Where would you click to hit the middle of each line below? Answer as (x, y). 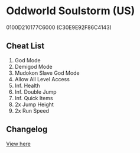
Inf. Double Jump (36, 92)
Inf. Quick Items (34, 98)
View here (18, 144)
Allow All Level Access (42, 79)
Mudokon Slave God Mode (47, 73)
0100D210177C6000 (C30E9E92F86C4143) (59, 27)
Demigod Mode (33, 66)
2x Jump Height (34, 104)
